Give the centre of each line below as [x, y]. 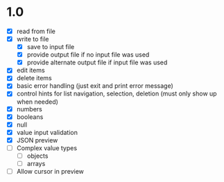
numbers [29, 109]
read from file [36, 31]
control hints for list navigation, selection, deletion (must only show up [117, 93]
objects [37, 156]
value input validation [47, 132]
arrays [36, 163]
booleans [30, 117]
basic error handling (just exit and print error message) [95, 86]
